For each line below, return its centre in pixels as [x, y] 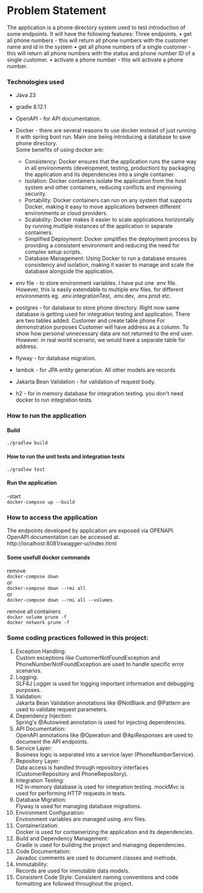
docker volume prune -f [37, 617]
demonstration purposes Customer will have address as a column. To [102, 327]
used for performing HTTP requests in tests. [71, 793]
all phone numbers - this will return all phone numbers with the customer [98, 40]
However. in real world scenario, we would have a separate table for [100, 340]
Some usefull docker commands [48, 557]
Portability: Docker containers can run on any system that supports [108, 200]
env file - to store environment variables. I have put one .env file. [96, 283]
